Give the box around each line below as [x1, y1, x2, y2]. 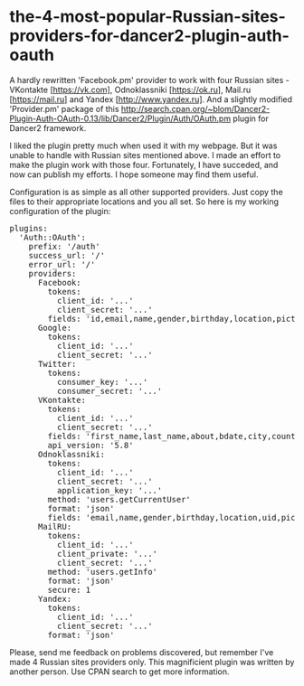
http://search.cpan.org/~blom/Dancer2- [120, 103, 271, 114]
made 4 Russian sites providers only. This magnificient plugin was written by [9, 656, 295, 667]
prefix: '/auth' [28, 241, 101, 251]
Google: [37, 323, 72, 333]
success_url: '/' [28, 250, 106, 260]
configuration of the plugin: [9, 205, 111, 216]
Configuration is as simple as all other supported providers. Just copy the [9, 186, 283, 197]
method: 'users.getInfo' [47, 567, 158, 577]
